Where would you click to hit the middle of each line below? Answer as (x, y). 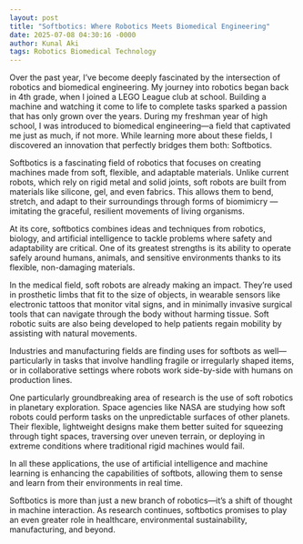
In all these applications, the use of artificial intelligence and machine (139, 464)
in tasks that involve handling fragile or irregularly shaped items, (174, 361)
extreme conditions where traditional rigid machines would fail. (127, 446)
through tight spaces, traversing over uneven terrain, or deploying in (137, 437)
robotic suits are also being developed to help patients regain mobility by (146, 324)
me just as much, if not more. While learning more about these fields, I (141, 136)
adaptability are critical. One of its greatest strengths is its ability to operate (150, 248)
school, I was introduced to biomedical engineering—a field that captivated (150, 126)
